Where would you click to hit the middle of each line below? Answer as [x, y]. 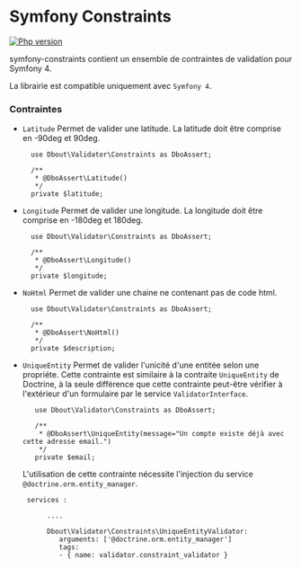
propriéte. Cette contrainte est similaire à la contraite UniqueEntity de [151, 375]
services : [47, 501]
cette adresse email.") [67, 442]
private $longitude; [69, 276]
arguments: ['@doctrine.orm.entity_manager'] [146, 540]
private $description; [73, 349]
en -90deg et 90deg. [61, 138]
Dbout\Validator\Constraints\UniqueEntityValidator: [147, 532]
